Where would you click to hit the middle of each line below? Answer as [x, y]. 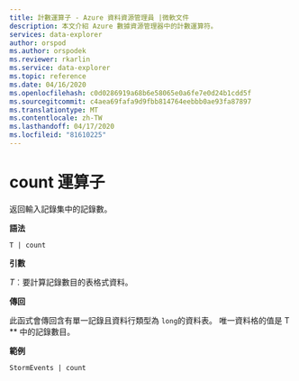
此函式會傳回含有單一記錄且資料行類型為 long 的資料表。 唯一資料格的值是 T [149, 320]
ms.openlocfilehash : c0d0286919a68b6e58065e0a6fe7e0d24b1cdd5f [131, 93]
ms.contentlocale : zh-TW [56, 118]
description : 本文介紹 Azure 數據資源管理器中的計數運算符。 [113, 26]
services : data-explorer [56, 34]
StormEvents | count [48, 367]
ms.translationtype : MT [54, 110]
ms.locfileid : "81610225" [58, 135]
